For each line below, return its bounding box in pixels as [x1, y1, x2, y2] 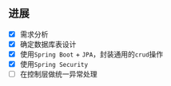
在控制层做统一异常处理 [19, 69, 97, 79]
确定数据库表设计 [19, 39, 77, 49]
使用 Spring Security [19, 60, 89, 68]
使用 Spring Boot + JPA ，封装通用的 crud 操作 [19, 49, 164, 59]
